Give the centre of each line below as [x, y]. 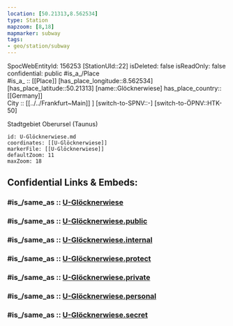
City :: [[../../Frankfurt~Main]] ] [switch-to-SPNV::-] [80, 103]
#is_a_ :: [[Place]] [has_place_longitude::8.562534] [80, 81]
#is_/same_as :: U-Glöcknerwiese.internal [80, 240]
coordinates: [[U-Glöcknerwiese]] [58, 143]
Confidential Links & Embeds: [73, 183]
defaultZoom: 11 [31, 155]
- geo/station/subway [39, 46]
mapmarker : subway [34, 33]
